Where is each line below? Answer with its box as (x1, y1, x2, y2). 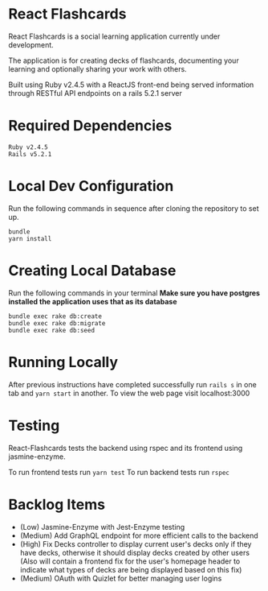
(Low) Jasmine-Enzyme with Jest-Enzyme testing (19, 522, 185, 531)
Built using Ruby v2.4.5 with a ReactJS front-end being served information (8, 80, 254, 89)
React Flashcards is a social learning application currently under (8, 31, 221, 41)
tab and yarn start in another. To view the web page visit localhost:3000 (8, 388, 250, 398)
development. (8, 39, 54, 49)
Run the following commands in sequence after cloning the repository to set (8, 203, 259, 213)
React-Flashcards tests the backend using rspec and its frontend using (8, 443, 243, 453)
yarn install (8, 234, 52, 242)
